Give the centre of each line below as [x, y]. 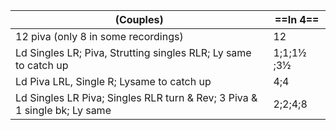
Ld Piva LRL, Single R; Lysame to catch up [113, 81]
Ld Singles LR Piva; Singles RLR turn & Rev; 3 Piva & [136, 97]
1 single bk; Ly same [63, 110]
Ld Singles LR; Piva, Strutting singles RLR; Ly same [133, 52]
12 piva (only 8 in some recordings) [99, 36]
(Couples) [139, 19]
